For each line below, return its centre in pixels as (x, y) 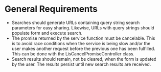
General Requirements (51, 9)
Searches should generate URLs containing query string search (76, 23)
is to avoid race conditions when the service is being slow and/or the (81, 43)
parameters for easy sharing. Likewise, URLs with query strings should (83, 27)
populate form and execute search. (47, 33)
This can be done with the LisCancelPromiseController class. (73, 54)
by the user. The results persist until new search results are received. (81, 64)
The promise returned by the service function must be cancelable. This (83, 38)
